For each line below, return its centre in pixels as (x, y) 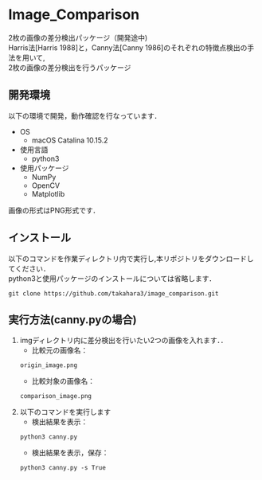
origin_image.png (49, 365)
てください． (29, 268)
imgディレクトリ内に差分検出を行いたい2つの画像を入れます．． (124, 341)
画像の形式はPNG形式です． (54, 210)
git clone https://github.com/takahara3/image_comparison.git (113, 293)
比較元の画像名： (60, 350)
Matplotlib (48, 193)
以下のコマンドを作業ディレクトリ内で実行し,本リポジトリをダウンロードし (131, 258)
